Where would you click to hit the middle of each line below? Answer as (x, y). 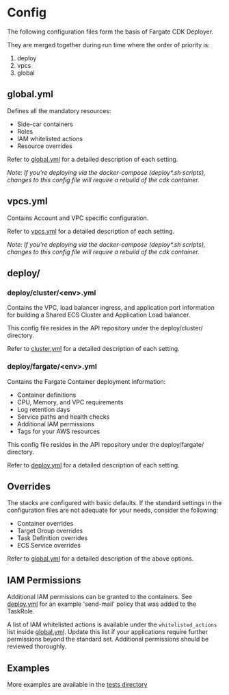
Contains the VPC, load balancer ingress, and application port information (111, 308)
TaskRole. (21, 611)
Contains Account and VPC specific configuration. (78, 218)
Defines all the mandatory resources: (59, 110)
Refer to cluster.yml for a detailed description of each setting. (93, 349)
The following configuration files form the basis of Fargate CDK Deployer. (110, 32)
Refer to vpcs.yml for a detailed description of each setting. (91, 231)
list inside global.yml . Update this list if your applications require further (108, 632)
